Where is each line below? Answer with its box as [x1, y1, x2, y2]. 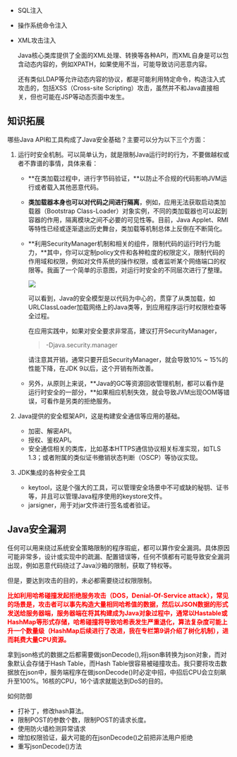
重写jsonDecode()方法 [17, 741, 83, 750]
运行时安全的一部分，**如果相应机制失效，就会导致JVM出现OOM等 [28, 387, 224, 396]
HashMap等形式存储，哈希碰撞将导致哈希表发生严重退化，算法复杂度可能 [7, 617, 222, 626]
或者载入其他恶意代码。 [34, 183, 103, 191]
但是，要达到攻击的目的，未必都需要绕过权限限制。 [7, 576, 156, 584]
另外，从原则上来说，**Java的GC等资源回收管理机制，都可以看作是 [28, 379, 224, 387]
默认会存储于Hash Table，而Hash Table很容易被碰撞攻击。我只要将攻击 [13, 659, 221, 667]
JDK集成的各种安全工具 [17, 468, 86, 476]
